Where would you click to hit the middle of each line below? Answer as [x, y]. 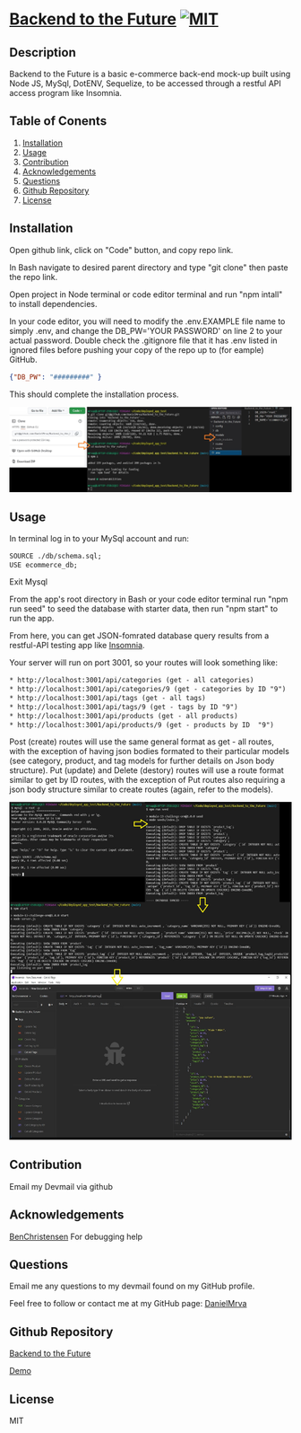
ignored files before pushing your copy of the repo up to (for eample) [137, 349]
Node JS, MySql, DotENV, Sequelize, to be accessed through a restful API [146, 84]
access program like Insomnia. [66, 93]
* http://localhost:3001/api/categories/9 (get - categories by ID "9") [148, 690]
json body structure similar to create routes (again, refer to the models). [141, 789]
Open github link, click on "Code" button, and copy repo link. [121, 250]
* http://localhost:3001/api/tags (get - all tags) [107, 699]
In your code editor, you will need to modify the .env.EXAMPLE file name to [147, 321]
